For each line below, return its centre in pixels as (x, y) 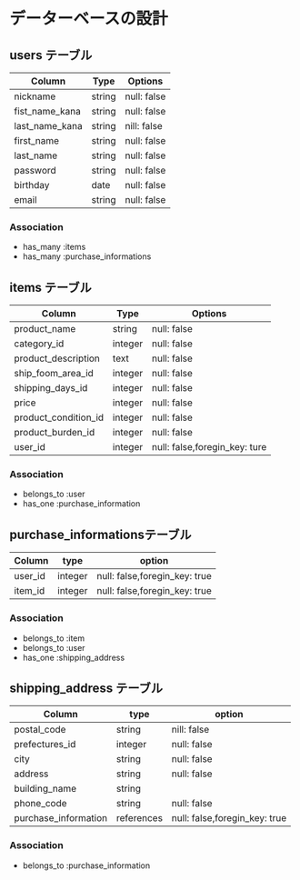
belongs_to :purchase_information (86, 865)
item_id (30, 591)
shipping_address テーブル (86, 688)
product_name (45, 329)
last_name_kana (49, 126)
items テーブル (51, 287)
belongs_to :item (54, 638)
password (35, 170)
